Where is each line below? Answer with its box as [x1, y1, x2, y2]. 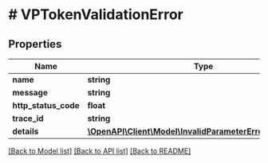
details [12, 126, 39, 137]
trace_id [12, 113, 44, 124]
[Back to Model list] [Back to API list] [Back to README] [8, 146, 191, 156]
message [12, 87, 48, 98]
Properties [8, 37, 62, 51]
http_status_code [12, 100, 80, 111]
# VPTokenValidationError [8, 6, 183, 24]
